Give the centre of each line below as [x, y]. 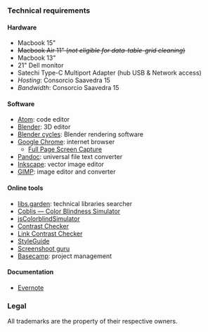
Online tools [25, 188]
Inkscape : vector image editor [60, 165]
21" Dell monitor [40, 65]
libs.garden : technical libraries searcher [74, 203]
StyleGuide [33, 241]
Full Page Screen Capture [65, 149]
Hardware [22, 27]
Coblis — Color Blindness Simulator [69, 211]
